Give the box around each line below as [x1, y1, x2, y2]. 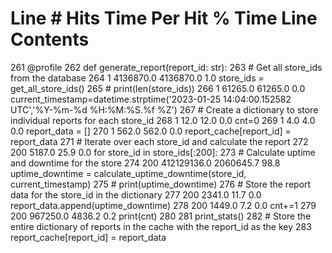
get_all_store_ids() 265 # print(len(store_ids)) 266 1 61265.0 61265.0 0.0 [10, 82, 306, 94]
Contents [10, 28, 90, 51]
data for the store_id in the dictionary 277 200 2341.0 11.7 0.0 [10, 188, 262, 201]
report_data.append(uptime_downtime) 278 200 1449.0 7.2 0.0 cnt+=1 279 [10, 199, 317, 211]
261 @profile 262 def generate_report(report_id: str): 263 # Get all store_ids [10, 61, 323, 73]
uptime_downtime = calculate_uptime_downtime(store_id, [10, 167, 247, 179]
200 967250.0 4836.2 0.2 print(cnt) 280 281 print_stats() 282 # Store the [10, 210, 312, 222]
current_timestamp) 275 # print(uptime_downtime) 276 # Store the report [10, 178, 312, 190]
